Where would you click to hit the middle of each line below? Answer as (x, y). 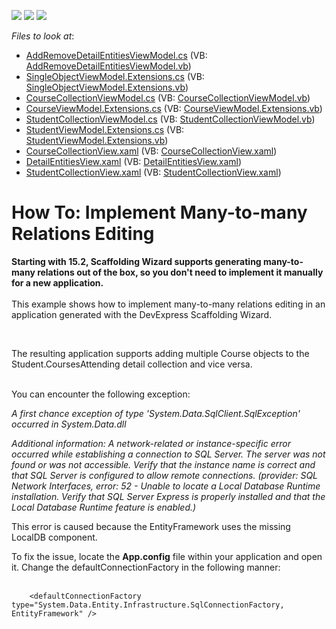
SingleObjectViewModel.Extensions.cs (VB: (115, 76)
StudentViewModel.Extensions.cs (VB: (105, 129)
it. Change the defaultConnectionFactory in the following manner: (146, 567)
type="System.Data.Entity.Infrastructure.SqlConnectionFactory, (148, 605)
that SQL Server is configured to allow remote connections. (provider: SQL (165, 475)
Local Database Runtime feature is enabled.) (104, 507)
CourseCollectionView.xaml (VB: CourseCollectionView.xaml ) (151, 151)
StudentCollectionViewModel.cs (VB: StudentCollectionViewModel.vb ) (170, 119)
